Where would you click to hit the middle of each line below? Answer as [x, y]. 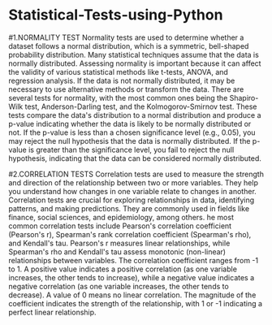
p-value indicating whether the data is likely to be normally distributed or [130, 123]
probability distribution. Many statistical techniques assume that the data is [134, 54]
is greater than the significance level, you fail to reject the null [131, 149]
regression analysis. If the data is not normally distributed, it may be [122, 80]
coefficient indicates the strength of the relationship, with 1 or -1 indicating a [135, 303]
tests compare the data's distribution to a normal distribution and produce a [135, 115]
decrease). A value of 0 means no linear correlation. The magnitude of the [132, 295]
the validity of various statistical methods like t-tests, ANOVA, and [119, 71]
